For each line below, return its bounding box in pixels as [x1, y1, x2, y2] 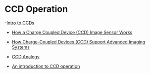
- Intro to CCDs [4, 20, 35, 26]
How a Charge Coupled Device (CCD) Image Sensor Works [11, 29, 133, 35]
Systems [11, 44, 30, 50]
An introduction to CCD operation [11, 63, 80, 69]
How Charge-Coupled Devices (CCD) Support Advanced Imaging [11, 38, 146, 45]
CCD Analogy [11, 53, 40, 60]
